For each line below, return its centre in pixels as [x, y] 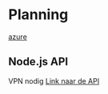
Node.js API [38, 62]
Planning [38, 15]
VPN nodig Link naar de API [54, 80]
